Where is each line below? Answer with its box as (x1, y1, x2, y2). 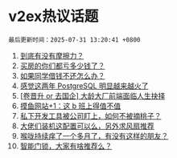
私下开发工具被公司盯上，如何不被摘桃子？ (19, 111, 162, 120)
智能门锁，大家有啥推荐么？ (19, 141, 113, 151)
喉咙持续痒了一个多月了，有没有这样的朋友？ (19, 131, 169, 140)
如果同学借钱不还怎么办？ (19, 71, 105, 80)
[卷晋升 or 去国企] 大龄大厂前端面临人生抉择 (19, 91, 166, 100)
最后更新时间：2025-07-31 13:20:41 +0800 (8, 35, 141, 44)
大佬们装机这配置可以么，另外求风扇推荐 (19, 121, 154, 131)
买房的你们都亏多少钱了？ (19, 61, 105, 71)
